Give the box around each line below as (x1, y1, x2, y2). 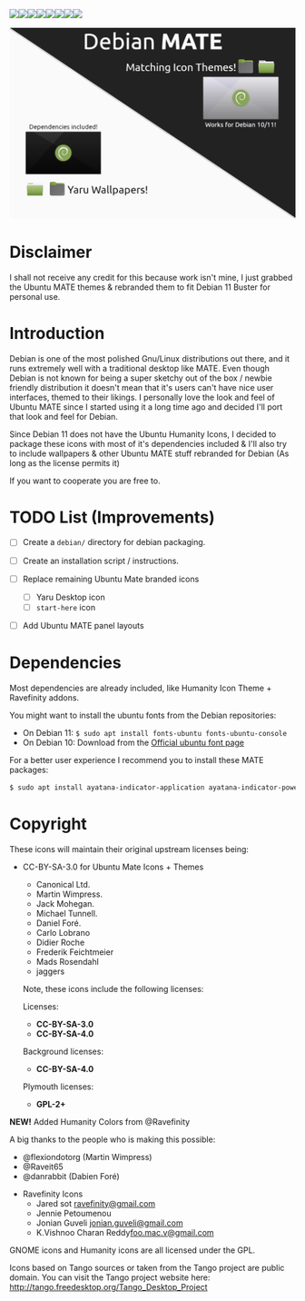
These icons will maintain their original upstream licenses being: (9, 843, 250, 854)
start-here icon (35, 601, 96, 612)
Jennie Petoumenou (35, 1207, 112, 1218)
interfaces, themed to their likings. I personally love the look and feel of (9, 392, 275, 402)
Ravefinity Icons (22, 1188, 84, 1199)
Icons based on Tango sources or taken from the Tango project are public (9, 1262, 285, 1273)
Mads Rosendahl (35, 956, 100, 967)
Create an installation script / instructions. (22, 555, 180, 566)
